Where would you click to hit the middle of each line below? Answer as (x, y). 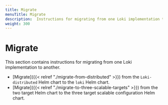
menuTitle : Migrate (25, 14)
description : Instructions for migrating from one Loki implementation (82, 19)
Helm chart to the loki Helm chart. (74, 82)
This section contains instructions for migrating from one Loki (68, 62)
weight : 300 (17, 24)
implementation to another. (33, 67)
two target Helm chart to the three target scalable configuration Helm (83, 93)
